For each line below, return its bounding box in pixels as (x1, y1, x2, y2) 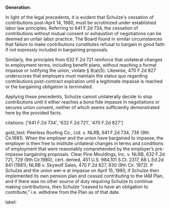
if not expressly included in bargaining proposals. (5, 47, 109, 53)
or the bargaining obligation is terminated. (5, 84, 93, 90)
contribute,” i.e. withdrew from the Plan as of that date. (5, 189, 121, 195)
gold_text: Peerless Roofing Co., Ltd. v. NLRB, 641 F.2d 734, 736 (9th (5, 129, 149, 136)
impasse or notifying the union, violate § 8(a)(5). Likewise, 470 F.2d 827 (5, 67, 156, 73)
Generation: (5, 5, 32, 10)
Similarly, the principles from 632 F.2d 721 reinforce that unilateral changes (5, 57, 163, 63)
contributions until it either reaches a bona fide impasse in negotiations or (5, 99, 160, 105)
